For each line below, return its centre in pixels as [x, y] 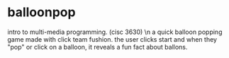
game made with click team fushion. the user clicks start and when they [112, 39]
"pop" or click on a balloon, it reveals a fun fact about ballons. [97, 47]
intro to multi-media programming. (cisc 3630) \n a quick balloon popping [115, 32]
